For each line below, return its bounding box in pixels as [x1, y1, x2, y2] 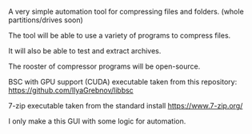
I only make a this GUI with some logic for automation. [8, 116, 186, 126]
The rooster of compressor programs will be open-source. [8, 61, 201, 71]
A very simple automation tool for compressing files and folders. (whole [8, 7, 244, 16]
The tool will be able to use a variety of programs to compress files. [8, 31, 231, 40]
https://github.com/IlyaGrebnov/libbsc [8, 85, 134, 95]
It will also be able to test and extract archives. [8, 46, 162, 55]
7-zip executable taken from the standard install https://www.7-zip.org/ [8, 101, 243, 110]
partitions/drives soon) [8, 15, 84, 25]
